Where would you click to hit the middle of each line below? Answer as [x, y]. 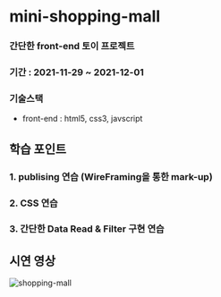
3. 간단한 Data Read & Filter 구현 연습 [87, 229]
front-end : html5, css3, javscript [82, 119]
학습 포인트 [38, 149]
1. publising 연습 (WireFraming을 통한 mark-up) [111, 176]
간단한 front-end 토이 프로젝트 [72, 47]
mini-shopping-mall [85, 17]
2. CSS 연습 [34, 203]
